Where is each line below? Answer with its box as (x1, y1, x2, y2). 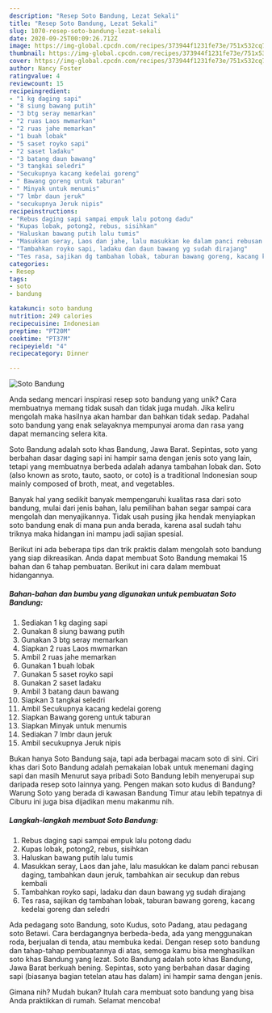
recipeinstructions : (9, 207, 79, 215)
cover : (9, 57, 31, 65)
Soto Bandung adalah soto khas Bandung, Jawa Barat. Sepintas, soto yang (9, 445, 257, 454)
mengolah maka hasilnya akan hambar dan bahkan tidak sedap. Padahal (9, 412, 249, 421)
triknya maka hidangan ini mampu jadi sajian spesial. (9, 529, 184, 538)
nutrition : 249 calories (9, 312, 93, 320)
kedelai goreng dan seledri (20, 905, 110, 914)
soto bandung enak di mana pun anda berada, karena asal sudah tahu (9, 521, 241, 530)
